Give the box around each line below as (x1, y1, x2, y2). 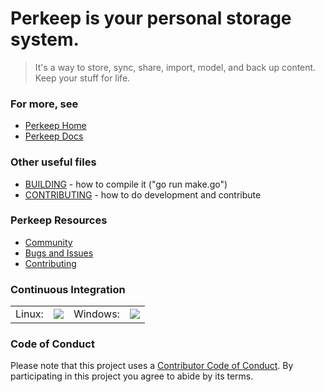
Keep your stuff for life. (34, 72, 131, 84)
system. (10, 28, 80, 51)
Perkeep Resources (10, 213, 108, 227)
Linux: (15, 307, 44, 321)
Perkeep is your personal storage (10, 7, 292, 30)
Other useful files (10, 155, 97, 169)
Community (24, 236, 73, 248)
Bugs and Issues (24, 247, 94, 259)
